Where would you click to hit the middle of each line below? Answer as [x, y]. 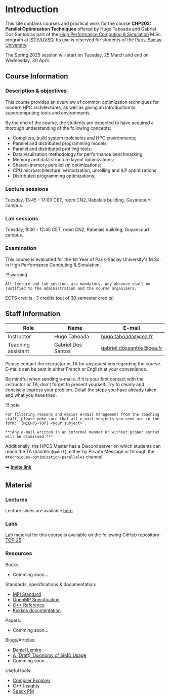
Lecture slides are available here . [40, 511]
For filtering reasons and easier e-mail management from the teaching [82, 415]
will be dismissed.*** [29, 437]
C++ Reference [29, 605]
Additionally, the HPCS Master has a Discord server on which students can [83, 446]
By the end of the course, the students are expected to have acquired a [80, 123]
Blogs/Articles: [20, 640]
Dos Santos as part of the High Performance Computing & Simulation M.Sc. [84, 34]
